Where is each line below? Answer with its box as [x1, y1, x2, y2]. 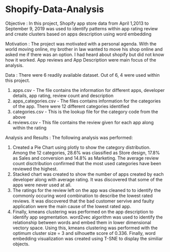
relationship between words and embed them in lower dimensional [12, 219, 151, 225]
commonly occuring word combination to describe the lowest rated [12, 192, 153, 198]
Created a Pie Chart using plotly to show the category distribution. [12, 144, 151, 150]
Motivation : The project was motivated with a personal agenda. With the [5, 40, 157, 46]
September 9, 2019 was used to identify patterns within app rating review [5, 25, 158, 31]
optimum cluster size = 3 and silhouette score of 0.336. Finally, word [12, 230, 156, 236]
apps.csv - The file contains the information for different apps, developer [12, 87, 165, 93]
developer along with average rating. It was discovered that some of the [12, 176, 163, 182]
